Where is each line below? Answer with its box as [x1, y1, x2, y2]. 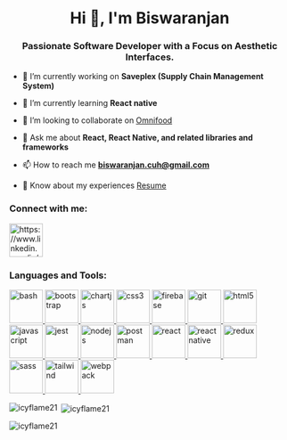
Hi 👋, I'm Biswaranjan [70, 8, 230, 29]
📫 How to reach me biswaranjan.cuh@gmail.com [21, 159, 209, 170]
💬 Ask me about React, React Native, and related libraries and [21, 133, 254, 143]
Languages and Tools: [9, 269, 107, 281]
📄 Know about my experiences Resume [21, 180, 167, 191]
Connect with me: [9, 202, 88, 215]
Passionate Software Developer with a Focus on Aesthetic [21, 40, 278, 53]
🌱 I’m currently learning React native [21, 98, 158, 109]
